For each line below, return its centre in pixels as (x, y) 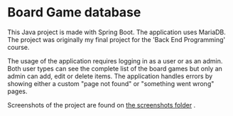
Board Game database (74, 12)
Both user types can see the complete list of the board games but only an (115, 68)
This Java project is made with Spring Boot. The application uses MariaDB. (116, 32)
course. (18, 47)
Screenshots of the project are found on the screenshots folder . (102, 105)
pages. (17, 91)
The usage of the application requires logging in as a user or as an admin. (115, 60)
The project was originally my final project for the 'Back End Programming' (116, 39)
